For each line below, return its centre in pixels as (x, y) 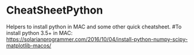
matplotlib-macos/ (29, 46)
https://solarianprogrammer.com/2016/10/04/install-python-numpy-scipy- (97, 39)
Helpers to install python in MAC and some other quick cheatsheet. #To (94, 27)
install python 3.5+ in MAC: (39, 33)
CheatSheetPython (55, 10)
